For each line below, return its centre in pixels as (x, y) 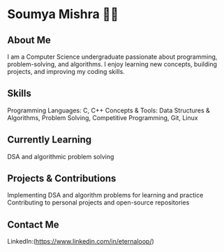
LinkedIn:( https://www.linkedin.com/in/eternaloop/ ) (81, 242)
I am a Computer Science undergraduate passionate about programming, (112, 57)
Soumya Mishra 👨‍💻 (63, 14)
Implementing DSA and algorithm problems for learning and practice (105, 195)
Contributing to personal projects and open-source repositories (98, 202)
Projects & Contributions (62, 178)
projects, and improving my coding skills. (66, 72)
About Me (29, 40)
